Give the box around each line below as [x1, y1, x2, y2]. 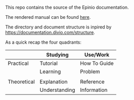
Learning [39, 68, 61, 75]
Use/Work [84, 51, 110, 58]
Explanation [39, 78, 68, 85]
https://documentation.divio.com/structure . [5, 29, 95, 35]
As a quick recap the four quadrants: [5, 39, 82, 45]
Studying [46, 51, 69, 58]
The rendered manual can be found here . [5, 14, 91, 20]
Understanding [39, 86, 75, 93]
